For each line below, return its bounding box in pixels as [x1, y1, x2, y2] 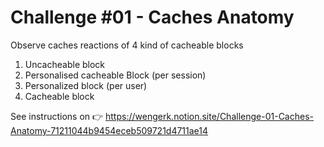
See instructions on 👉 [10, 110, 104, 122]
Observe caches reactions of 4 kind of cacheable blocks [10, 39, 244, 51]
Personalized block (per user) [24, 79, 148, 91]
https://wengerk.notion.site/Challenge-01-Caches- [105, 110, 314, 122]
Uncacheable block [24, 58, 106, 70]
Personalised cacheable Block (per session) [24, 69, 207, 81]
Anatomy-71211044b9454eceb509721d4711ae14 [10, 124, 209, 136]
